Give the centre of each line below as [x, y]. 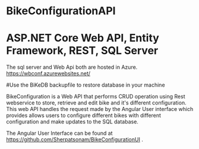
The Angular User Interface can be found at [59, 133]
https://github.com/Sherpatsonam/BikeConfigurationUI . [75, 140]
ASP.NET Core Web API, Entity [83, 38]
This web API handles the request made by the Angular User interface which [100, 109]
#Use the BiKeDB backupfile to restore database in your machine [86, 85]
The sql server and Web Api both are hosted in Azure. [72, 67]
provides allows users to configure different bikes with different [84, 115]
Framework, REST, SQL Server [82, 51]
